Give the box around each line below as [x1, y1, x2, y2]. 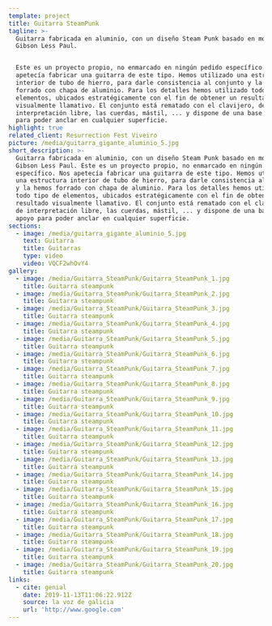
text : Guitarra [23, 236, 74, 245]
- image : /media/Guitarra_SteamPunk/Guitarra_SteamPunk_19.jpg [15, 546, 233, 554]
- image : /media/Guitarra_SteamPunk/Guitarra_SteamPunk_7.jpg [15, 365, 230, 373]
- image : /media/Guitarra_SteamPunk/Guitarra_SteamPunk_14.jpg [15, 471, 233, 479]
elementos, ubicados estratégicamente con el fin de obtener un [15, 94, 237, 102]
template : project [8, 11, 70, 20]
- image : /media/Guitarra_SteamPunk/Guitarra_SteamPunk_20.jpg [15, 560, 233, 569]
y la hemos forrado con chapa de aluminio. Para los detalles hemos [15, 184, 252, 193]
